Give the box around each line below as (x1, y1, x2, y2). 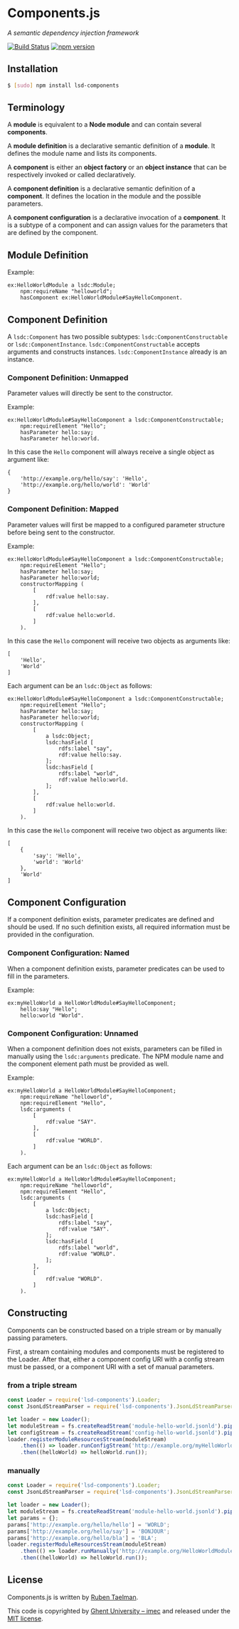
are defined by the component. (7, 228, 98, 237)
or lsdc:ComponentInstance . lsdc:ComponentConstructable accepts (7, 340, 201, 349)
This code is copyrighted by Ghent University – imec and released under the (7, 1606, 231, 1615)
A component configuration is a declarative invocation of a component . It (7, 213, 226, 222)
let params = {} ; (7, 1514, 59, 1522)
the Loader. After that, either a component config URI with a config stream (7, 1354, 225, 1364)
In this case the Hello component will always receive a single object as (7, 448, 215, 456)
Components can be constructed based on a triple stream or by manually (7, 1326, 222, 1334)
